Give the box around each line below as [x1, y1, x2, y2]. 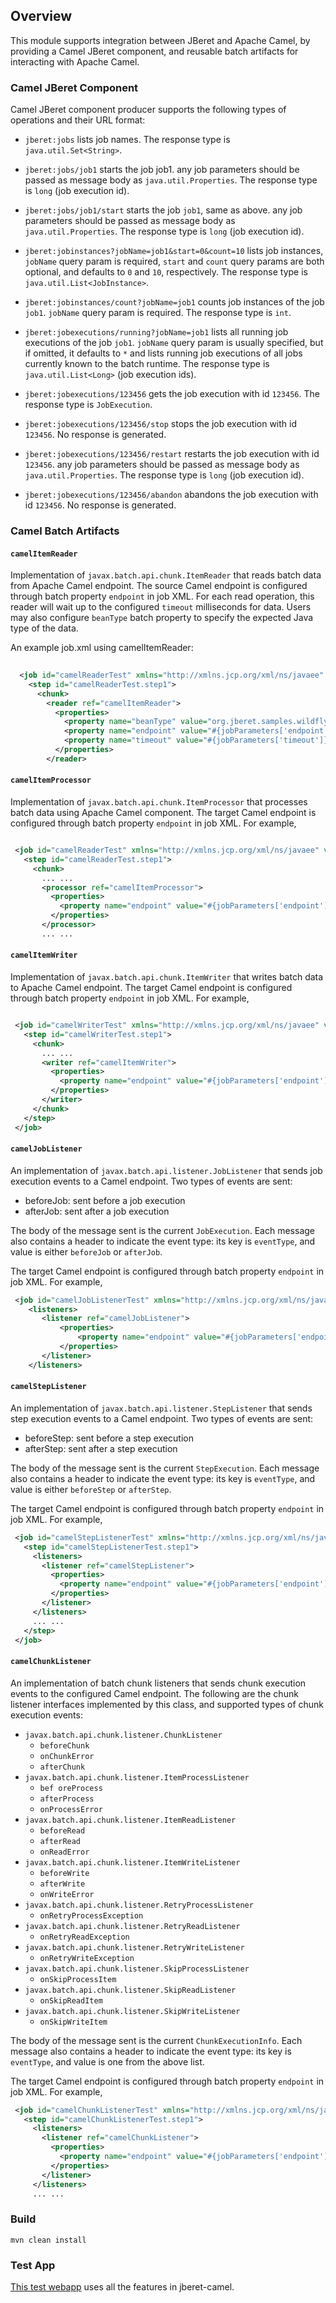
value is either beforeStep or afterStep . [10, 1483, 172, 1495]
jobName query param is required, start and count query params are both [24, 255, 325, 268]
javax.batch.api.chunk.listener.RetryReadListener [24, 1921, 241, 1931]
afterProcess [39, 1794, 95, 1804]
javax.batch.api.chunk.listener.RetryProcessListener [24, 1900, 254, 1910]
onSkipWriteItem [39, 2017, 108, 2027]
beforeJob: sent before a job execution [24, 1194, 186, 1206]
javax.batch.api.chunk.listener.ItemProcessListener [24, 1772, 250, 1783]
